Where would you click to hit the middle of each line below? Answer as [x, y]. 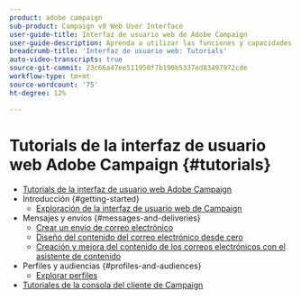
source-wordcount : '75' [54, 85]
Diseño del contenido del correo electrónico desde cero [139, 237]
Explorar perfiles [67, 276]
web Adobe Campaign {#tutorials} [141, 164]
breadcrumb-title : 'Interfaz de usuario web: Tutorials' [119, 51]
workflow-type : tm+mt [50, 77]
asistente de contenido [78, 257]
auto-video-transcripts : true [66, 59]
